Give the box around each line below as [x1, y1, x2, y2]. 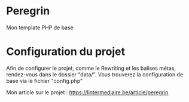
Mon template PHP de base [6, 24, 74, 31]
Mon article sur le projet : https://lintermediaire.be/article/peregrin [6, 88, 169, 96]
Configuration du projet [6, 45, 126, 58]
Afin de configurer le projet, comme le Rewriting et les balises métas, [6, 64, 176, 72]
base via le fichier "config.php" [6, 77, 83, 84]
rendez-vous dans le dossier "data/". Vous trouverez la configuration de [6, 70, 184, 78]
